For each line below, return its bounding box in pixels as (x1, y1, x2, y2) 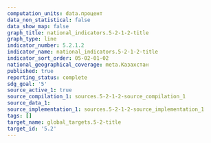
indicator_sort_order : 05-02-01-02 (7, 55, 109, 62)
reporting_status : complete (7, 74, 88, 81)
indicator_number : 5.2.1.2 (7, 42, 85, 49)
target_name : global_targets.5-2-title (7, 118, 122, 126)
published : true (7, 67, 54, 74)
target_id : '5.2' (7, 125, 57, 132)
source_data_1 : (7, 100, 51, 107)
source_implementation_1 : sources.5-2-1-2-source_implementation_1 (7, 106, 205, 113)
